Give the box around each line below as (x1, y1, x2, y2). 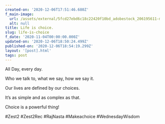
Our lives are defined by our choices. (5, 85, 80, 91)
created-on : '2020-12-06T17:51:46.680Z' (5, 7, 89, 12)
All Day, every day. (5, 66, 43, 72)
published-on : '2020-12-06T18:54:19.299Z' (5, 44, 93, 49)
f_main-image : (5, 12, 34, 17)
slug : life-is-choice (5, 30, 50, 35)
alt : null (9, 21, 29, 26)
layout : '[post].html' (5, 48, 52, 53)
